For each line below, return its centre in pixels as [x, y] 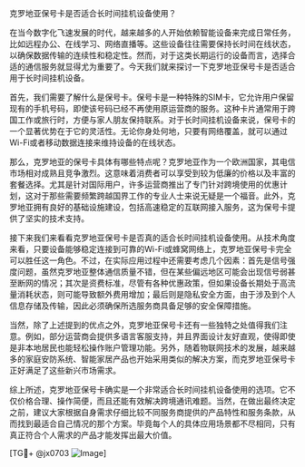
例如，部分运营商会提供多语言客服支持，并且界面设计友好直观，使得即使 [160, 336]
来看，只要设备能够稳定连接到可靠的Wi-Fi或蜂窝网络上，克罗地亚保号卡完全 [151, 249]
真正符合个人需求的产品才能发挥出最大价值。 [93, 435]
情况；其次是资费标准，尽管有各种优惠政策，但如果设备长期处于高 [164, 283]
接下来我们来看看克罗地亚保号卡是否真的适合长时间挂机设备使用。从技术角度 [152, 238]
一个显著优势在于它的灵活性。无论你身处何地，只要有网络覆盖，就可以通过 [148, 131]
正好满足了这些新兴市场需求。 [65, 370]
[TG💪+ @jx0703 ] [58, 453]
